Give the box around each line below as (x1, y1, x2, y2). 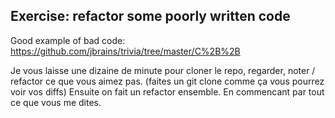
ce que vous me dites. (10, 96, 102, 108)
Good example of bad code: (10, 34, 126, 46)
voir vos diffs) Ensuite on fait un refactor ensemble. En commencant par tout (10, 85, 325, 98)
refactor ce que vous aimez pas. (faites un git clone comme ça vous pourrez (10, 75, 325, 87)
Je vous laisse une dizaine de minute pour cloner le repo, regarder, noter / (10, 64, 316, 76)
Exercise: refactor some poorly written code (10, 8, 291, 25)
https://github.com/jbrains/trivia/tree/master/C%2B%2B (10, 45, 241, 57)
